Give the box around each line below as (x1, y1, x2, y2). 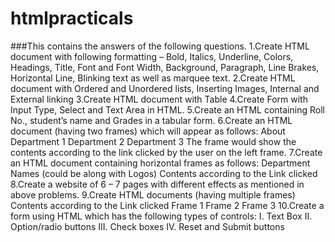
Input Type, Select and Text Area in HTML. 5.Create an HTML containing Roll (10, 103, 325, 116)
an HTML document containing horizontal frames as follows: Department (10, 157, 311, 169)
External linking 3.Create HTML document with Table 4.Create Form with (10, 93, 308, 105)
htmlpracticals (10, 7, 134, 30)
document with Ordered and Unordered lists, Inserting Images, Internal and (10, 82, 320, 94)
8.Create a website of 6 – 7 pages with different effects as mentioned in (10, 178, 305, 190)
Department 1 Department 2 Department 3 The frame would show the (10, 135, 297, 147)
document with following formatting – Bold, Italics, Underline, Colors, (10, 50, 294, 62)
